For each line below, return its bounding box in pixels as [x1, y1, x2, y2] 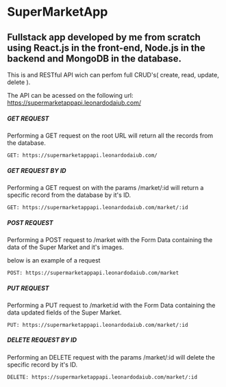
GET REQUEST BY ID [7, 166, 66, 174]
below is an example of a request [7, 256, 101, 264]
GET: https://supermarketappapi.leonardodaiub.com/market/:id [7, 204, 188, 211]
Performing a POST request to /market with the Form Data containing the [7, 235, 213, 243]
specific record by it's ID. [7, 360, 78, 369]
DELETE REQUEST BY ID [7, 336, 77, 344]
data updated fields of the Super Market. [7, 308, 122, 317]
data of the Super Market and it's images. [7, 243, 125, 251]
